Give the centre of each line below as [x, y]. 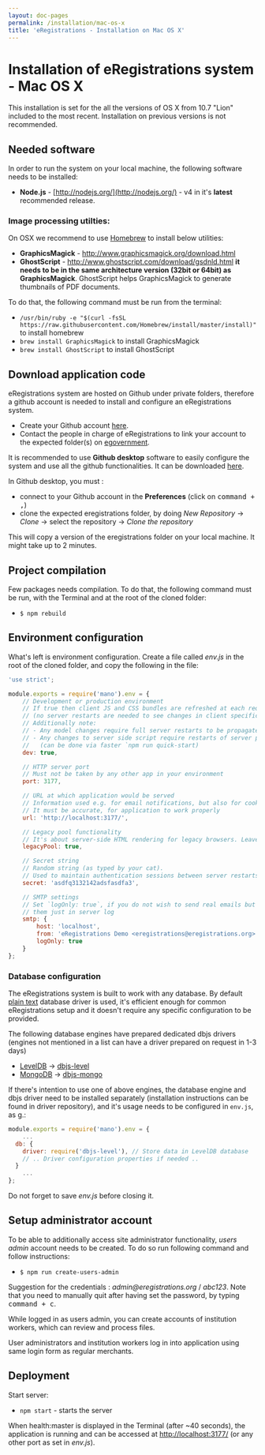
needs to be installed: [43, 177]
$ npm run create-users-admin [69, 1272]
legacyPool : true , [52, 847]
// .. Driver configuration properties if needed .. [111, 1159]
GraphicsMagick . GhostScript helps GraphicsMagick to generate [125, 279]
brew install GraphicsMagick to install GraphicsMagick [109, 341]
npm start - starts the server [66, 1410]
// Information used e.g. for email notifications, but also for [132, 803]
